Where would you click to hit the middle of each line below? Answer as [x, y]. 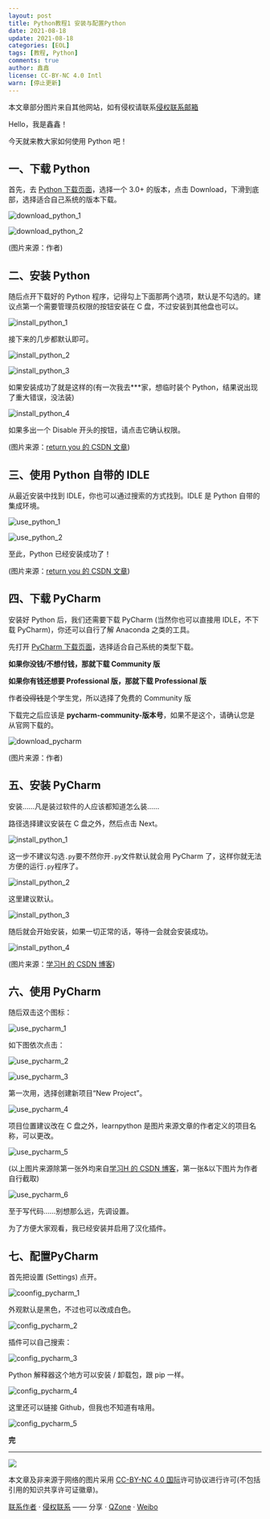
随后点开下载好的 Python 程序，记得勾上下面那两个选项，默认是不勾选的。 [131, 296]
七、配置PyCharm [53, 1256]
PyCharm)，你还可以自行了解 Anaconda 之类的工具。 [106, 629]
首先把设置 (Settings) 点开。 [55, 1277]
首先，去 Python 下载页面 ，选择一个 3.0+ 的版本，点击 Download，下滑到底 [134, 190]
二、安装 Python [49, 275]
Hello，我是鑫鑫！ [38, 124]
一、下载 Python [49, 168]
